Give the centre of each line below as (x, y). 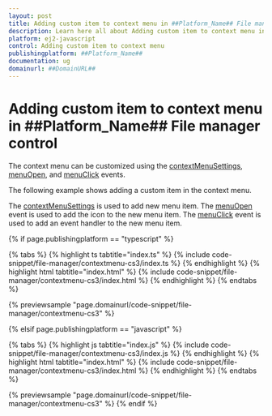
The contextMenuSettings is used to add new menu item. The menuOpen (130, 206)
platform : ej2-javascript (52, 39)
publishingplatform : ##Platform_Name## (76, 54)
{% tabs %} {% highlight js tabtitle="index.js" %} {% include (109, 345)
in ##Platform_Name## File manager (134, 126)
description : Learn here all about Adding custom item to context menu (132, 31)
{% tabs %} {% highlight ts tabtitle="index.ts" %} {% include (109, 254)
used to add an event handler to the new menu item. (95, 223)
